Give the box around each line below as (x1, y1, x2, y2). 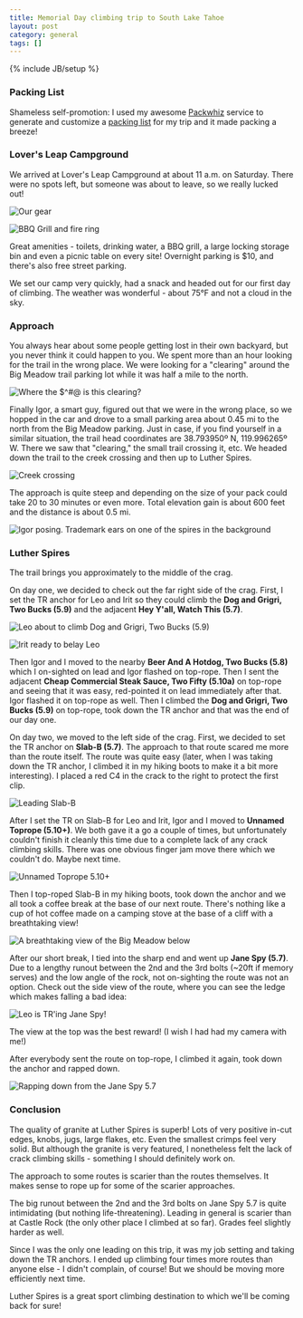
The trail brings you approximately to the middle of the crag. (9, 567, 233, 578)
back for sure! (9, 1300, 62, 1311)
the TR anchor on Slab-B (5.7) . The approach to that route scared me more (9, 742, 289, 753)
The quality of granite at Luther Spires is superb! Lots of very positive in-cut (9, 1124, 292, 1135)
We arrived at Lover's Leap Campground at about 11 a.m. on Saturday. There (9, 168, 294, 179)
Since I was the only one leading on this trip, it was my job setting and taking (9, 1244, 295, 1255)
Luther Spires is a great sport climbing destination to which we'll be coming (9, 1290, 290, 1301)
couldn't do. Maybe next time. (9, 853, 121, 865)
